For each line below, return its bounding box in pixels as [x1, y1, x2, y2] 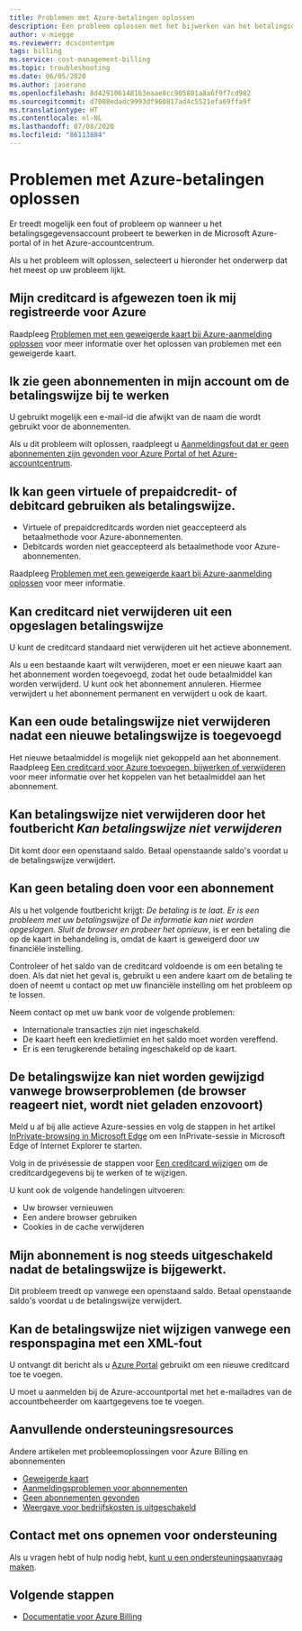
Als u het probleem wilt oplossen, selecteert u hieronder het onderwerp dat [9, 254, 288, 266]
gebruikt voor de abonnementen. [9, 421, 131, 433]
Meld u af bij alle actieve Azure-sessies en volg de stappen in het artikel [9, 1121, 276, 1132]
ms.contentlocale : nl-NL [9, 114, 102, 123]
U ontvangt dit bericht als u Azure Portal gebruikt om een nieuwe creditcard [9, 1359, 290, 1370]
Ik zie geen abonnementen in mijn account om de [9, 374, 290, 389]
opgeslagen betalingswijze [9, 618, 164, 633]
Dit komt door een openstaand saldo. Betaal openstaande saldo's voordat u [9, 844, 289, 856]
